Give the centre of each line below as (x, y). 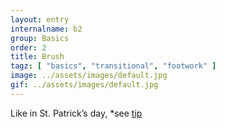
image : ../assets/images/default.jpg (89, 76)
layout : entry (40, 19)
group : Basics (40, 38)
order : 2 (28, 47)
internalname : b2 (46, 29)
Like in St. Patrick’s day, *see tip (76, 113)
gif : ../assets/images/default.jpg (84, 85)
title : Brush (37, 57)
